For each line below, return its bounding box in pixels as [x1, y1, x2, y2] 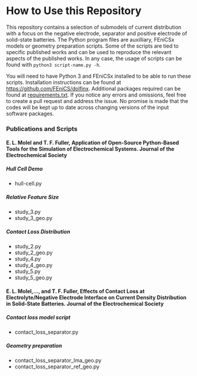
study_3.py [14, 208, 41, 215]
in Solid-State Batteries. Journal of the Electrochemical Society [6, 300, 164, 307]
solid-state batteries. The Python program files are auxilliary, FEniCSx [6, 36, 175, 43]
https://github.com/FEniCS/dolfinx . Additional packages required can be [6, 85, 181, 92]
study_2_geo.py [14, 249, 53, 257]
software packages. [6, 110, 55, 117]
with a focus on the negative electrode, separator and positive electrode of [6, 29, 188, 36]
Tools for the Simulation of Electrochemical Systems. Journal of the [6, 145, 175, 152]
